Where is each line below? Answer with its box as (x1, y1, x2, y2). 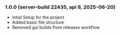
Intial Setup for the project (12, 15, 64, 20)
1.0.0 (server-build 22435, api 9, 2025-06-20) (5, 4, 116, 10)
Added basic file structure (12, 19, 64, 25)
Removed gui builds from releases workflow (12, 25, 100, 30)
